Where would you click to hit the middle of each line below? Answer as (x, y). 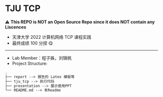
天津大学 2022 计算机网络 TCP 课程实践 (51, 37)
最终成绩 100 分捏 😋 (33, 43)
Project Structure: (30, 63)
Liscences (16, 27)
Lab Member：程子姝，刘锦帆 (42, 58)
